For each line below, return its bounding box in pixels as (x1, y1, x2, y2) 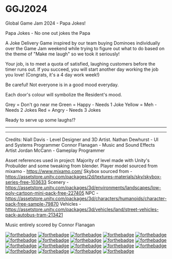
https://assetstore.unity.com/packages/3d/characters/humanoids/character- (5, 195, 167, 202)
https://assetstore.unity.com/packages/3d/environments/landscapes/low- (5, 184, 161, 190)
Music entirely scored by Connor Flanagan (5, 222, 95, 228)
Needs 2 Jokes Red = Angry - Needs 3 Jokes (5, 107, 101, 113)
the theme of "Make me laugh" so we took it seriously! (5, 51, 120, 57)
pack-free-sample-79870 (5, 201, 59, 207)
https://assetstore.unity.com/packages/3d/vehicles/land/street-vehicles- (5, 206, 159, 212)
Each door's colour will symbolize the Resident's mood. (5, 91, 122, 97)
